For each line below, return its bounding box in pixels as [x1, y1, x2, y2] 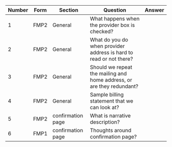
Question [103, 7, 126, 13]
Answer [144, 7, 164, 13]
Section [59, 7, 78, 13]
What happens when [90, 15, 140, 22]
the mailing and [90, 70, 127, 77]
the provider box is [90, 21, 135, 29]
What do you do [90, 36, 128, 43]
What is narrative [90, 112, 131, 119]
